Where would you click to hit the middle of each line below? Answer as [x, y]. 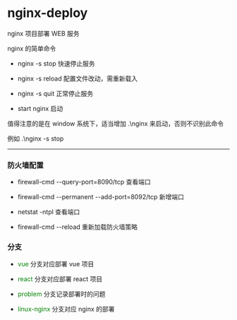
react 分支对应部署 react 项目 [60, 279]
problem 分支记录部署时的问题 [61, 294]
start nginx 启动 [40, 108]
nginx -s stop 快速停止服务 [56, 63]
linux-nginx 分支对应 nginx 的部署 [66, 309]
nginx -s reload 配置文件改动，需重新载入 [78, 78]
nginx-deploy [48, 13]
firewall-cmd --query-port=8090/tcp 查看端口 [84, 182]
